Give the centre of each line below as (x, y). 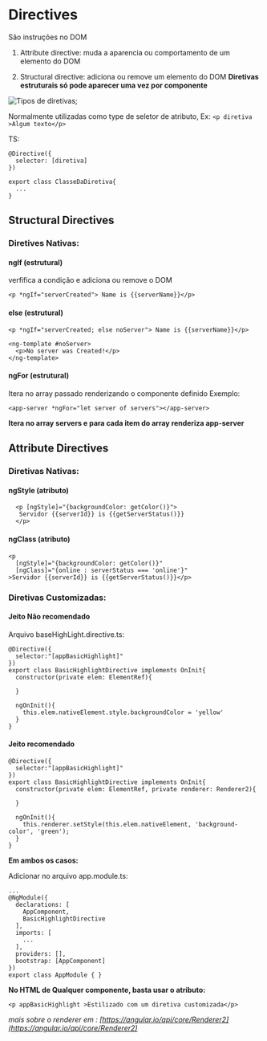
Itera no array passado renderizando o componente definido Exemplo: (124, 393)
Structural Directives (61, 220)
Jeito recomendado (41, 744)
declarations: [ (42, 904)
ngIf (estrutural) (36, 262)
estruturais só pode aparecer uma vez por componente (114, 85)
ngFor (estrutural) (39, 376)
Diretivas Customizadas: (57, 598)
